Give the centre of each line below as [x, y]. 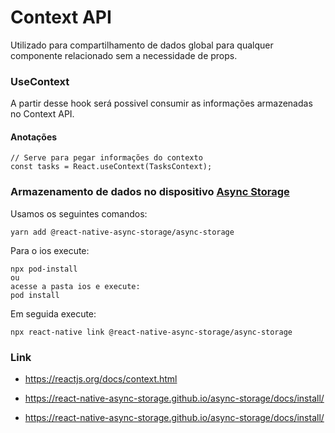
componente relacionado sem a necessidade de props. [124, 55]
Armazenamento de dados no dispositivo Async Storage [150, 192]
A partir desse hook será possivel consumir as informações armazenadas [161, 103]
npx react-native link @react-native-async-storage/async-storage [151, 332]
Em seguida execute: [53, 313]
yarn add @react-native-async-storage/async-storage [122, 232]
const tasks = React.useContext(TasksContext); [111, 167]
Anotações [34, 137]
